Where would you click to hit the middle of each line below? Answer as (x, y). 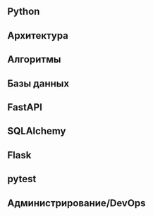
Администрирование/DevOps (76, 203)
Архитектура (38, 36)
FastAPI (25, 107)
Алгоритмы (34, 59)
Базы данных (38, 83)
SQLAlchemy (37, 131)
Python (24, 12)
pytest (22, 179)
